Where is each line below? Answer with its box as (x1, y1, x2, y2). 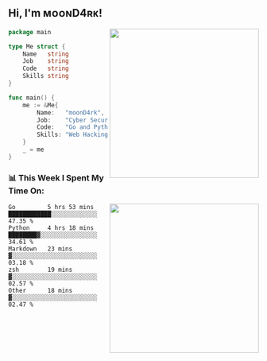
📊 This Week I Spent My (8, 172, 105, 183)
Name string (22, 50, 69, 58)
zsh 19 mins (8, 266, 73, 274)
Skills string (22, 72, 69, 80)
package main (8, 28, 52, 36)
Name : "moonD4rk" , (37, 108, 105, 117)
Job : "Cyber (37, 116, 87, 124)
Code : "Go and (37, 123, 91, 131)
